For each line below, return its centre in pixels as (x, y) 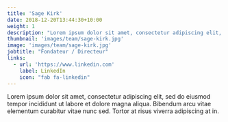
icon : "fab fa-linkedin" (55, 77)
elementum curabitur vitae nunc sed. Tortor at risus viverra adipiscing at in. (113, 111)
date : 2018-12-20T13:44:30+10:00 (55, 20)
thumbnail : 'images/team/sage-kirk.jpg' (66, 39)
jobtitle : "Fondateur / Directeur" (58, 52)
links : (16, 58)
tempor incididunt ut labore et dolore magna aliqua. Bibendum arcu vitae (109, 104)
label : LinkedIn (43, 71)
